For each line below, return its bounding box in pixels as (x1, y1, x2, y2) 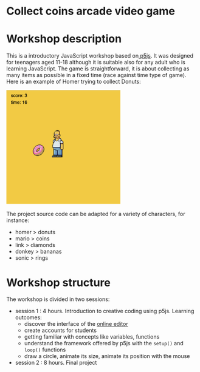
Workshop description (6, 32, 122, 46)
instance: (6, 217, 30, 224)
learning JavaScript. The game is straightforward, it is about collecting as (6, 65, 190, 72)
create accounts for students (24, 326, 97, 334)
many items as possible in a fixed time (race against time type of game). (6, 72, 187, 79)
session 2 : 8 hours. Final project (15, 359, 97, 367)
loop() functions (24, 346, 66, 353)
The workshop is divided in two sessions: (6, 296, 110, 303)
